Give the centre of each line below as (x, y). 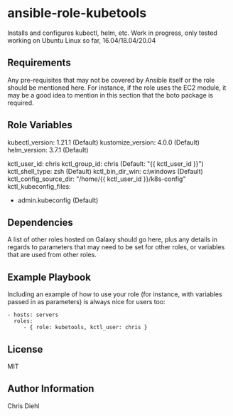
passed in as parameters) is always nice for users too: (86, 302)
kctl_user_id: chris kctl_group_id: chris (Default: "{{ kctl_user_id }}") (105, 163)
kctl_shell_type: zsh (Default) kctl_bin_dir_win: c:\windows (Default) (105, 171)
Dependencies (40, 222)
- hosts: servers (33, 315)
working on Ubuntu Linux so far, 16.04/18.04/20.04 (82, 40)
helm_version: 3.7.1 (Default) (48, 150)
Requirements (39, 63)
